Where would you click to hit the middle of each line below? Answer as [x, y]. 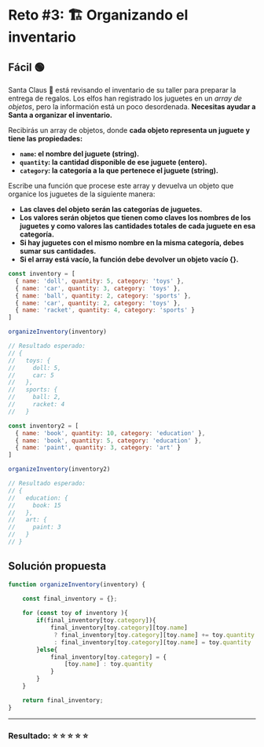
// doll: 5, [35, 368]
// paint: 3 [35, 527]
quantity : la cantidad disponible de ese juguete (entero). [113, 162]
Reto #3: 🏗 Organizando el [98, 15]
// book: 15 [35, 505]
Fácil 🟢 [26, 67]
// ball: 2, [35, 397]
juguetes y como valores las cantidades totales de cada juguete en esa [137, 226]
